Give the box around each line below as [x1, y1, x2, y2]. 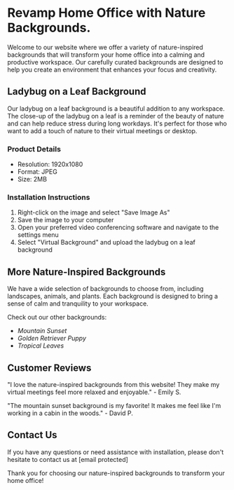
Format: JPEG [17, 168, 57, 176]
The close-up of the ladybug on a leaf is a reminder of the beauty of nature [7, 111, 224, 120]
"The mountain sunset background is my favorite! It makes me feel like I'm [7, 401, 221, 409]
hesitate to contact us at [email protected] [7, 455, 128, 463]
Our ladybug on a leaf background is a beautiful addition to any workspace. [7, 104, 226, 113]
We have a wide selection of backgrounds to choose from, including [7, 285, 205, 293]
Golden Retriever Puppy [17, 334, 86, 343]
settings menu [17, 231, 60, 239]
